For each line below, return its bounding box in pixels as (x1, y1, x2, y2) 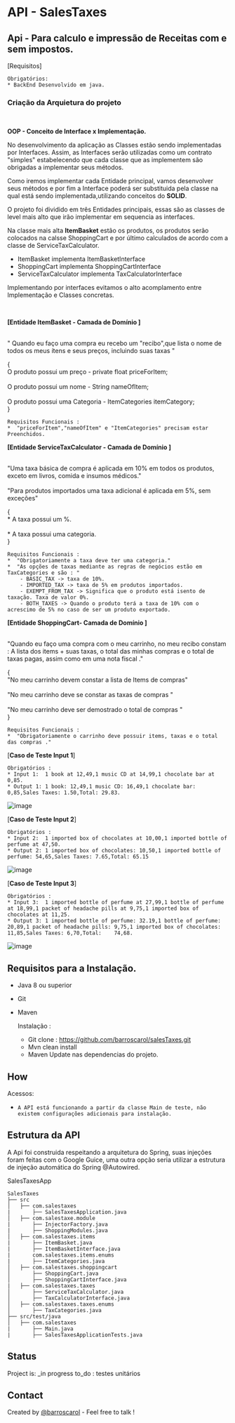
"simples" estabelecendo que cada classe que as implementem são (7, 156, 203, 164)
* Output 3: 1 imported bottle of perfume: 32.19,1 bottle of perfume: (7, 918, 221, 925)
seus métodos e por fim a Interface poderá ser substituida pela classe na (7, 184, 219, 193)
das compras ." (7, 739, 52, 746)
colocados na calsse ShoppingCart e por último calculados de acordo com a (7, 234, 229, 242)
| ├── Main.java (7, 1325, 74, 1332)
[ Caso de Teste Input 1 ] (7, 751, 76, 760)
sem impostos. (7, 43, 74, 55)
